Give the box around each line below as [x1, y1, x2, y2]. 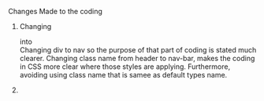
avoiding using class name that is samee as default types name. [19, 70, 228, 79]
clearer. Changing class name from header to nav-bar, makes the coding [19, 54, 255, 63]
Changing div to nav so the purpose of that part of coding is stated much [19, 45, 257, 54]
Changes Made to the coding [8, 7, 102, 16]
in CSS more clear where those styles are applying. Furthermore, [19, 62, 231, 71]
